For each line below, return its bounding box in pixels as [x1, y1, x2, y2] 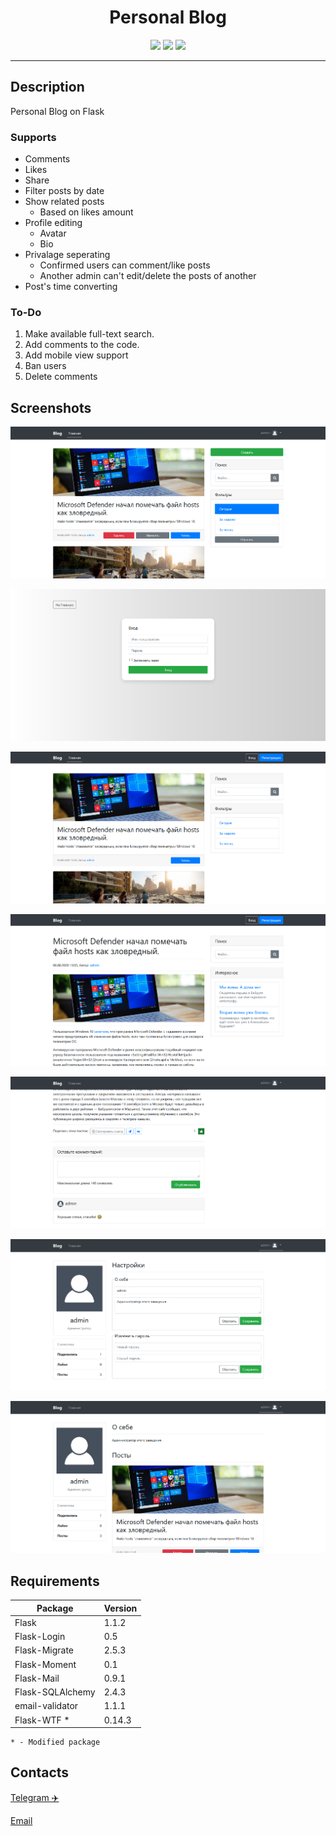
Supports [10, 130, 57, 144]
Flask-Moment [14, 1658, 77, 1670]
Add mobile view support [24, 349, 129, 361]
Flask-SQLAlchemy [14, 1686, 96, 1698]
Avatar [39, 227, 67, 240]
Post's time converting [24, 281, 118, 293]
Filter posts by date [24, 185, 105, 197]
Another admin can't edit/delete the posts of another [39, 270, 257, 282]
